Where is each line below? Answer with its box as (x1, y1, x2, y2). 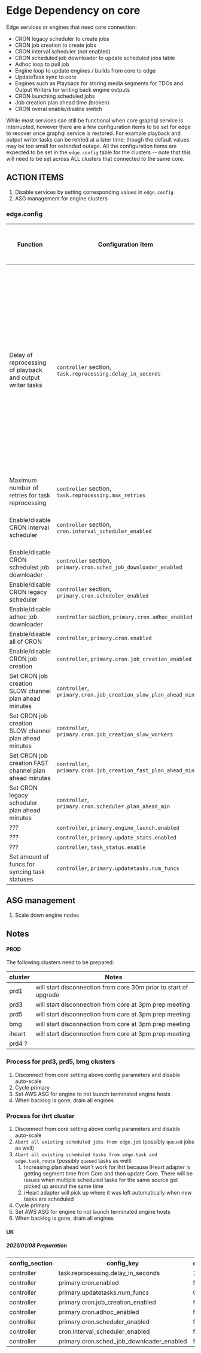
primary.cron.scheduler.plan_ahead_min (56, 803, 170, 810)
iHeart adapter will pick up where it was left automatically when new (23, 1189, 193, 1196)
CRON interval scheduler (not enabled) (14, 47, 111, 55)
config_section (9, 1259, 53, 1267)
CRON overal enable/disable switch (14, 105, 103, 112)
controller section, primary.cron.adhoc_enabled (56, 613, 193, 621)
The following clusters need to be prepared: (6, 959, 115, 966)
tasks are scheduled (23, 1195, 74, 1203)
